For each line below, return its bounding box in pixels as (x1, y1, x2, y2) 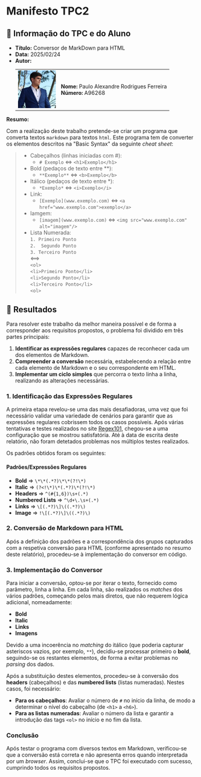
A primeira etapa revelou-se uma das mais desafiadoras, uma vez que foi (6, 406, 188, 413)
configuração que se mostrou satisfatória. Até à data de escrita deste (6, 431, 179, 439)
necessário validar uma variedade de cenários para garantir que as (6, 412, 173, 419)
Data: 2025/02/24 (14, 51, 61, 58)
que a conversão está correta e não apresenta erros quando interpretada (6, 751, 188, 759)
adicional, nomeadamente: (6, 599, 72, 606)
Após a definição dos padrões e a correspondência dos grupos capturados (6, 538, 193, 545)
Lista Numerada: (30, 229, 71, 236)
